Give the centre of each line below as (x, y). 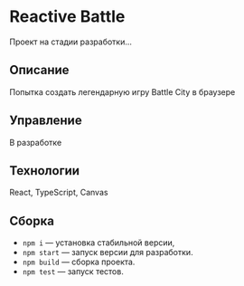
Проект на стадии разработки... (71, 42)
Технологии (44, 171)
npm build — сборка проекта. (79, 262)
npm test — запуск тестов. (73, 272)
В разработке (36, 142)
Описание (39, 70)
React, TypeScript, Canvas (59, 193)
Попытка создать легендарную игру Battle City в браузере (122, 91)
